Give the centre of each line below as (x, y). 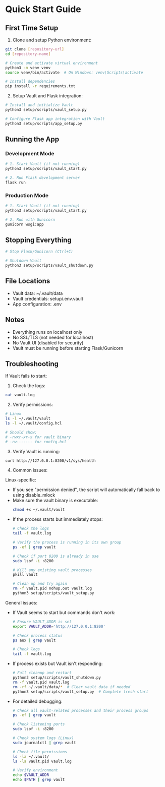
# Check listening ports (39, 724)
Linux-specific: (21, 480)
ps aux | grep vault (34, 640)
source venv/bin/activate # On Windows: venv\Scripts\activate (74, 72)
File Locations (28, 281)
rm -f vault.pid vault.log (41, 682)
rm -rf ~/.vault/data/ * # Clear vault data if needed (71, 687)
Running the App (32, 139)
